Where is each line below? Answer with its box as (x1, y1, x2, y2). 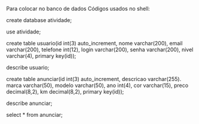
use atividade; (6, 28, 41, 35)
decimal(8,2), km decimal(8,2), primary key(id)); (6, 88, 124, 95)
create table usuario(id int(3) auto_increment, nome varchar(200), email (6, 40, 183, 46)
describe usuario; (6, 64, 50, 71)
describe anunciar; (6, 100, 53, 107)
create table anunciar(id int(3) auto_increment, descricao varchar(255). (6, 76, 182, 82)
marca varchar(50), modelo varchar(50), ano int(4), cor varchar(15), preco (6, 82, 189, 89)
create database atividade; (6, 17, 72, 23)
